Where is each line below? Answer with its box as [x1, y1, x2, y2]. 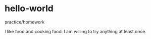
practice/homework [4, 19, 45, 25]
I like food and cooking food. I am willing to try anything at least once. [4, 28, 147, 34]
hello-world [4, 3, 54, 14]
